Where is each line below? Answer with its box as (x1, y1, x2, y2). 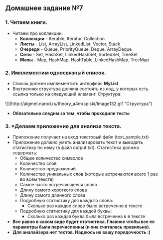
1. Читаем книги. (5, 19, 48, 26)
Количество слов (19, 160, 57, 166)
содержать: (12, 150, 37, 156)
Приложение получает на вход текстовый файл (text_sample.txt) (12, 134, 149, 140)
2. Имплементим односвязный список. (5, 69, 106, 76)
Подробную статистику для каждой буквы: (19, 208, 112, 214)
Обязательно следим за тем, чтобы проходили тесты (12, 110, 130, 116)
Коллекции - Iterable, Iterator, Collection (19, 35, 105, 41)
